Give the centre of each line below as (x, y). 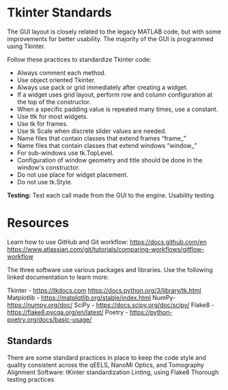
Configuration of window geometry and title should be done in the (110, 160)
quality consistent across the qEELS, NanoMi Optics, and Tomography (106, 365)
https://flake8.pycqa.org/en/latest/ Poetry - (68, 312)
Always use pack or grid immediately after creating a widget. (102, 87)
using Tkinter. (26, 46)
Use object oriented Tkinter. (56, 80)
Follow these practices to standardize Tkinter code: (79, 59)
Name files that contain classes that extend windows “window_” (107, 145)
